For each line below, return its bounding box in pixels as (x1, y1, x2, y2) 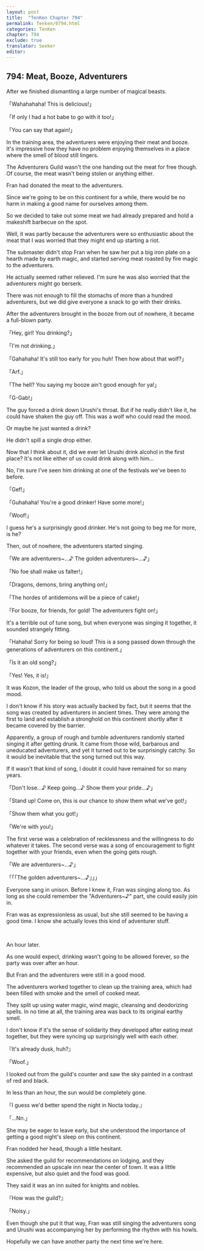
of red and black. (6, 1077, 49, 1084)
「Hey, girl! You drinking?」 (6, 329, 76, 336)
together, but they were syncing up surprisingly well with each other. (6, 1032, 178, 1040)
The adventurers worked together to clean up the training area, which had (6, 983, 192, 990)
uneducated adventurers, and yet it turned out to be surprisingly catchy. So (6, 746, 195, 754)
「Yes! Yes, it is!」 (6, 672, 52, 679)
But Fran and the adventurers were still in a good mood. (6, 971, 146, 978)
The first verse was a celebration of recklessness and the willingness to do (6, 835, 194, 842)
